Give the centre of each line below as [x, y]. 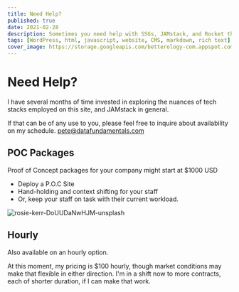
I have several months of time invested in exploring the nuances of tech [112, 102]
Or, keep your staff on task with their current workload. [98, 199]
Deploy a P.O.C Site [46, 184]
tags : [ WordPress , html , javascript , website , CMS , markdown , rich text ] [119, 40]
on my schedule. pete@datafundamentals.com [76, 130]
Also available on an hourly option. [58, 252]
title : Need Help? [34, 14]
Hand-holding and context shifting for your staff [88, 191]
